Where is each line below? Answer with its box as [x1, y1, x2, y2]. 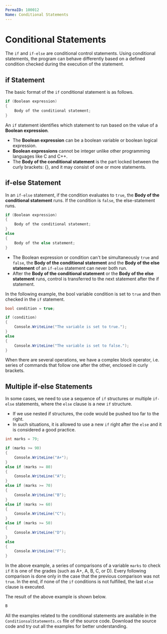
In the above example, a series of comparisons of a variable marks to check [5, 562, 161, 568]
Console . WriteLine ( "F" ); [14, 549, 66, 554]
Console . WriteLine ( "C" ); [14, 511, 66, 517]
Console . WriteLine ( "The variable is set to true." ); [14, 325, 127, 330]
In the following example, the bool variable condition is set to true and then [5, 291, 161, 297]
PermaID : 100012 [5, 7, 39, 13]
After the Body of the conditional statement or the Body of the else [12, 270, 154, 276]
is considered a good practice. [12, 427, 76, 433]
